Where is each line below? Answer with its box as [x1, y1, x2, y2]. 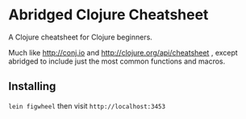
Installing [8, 80, 56, 93]
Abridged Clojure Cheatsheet [8, 6, 209, 24]
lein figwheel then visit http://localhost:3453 [8, 101, 166, 110]
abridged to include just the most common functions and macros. [8, 56, 226, 66]
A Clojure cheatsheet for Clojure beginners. [8, 32, 153, 42]
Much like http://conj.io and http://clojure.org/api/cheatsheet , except [8, 47, 238, 57]
